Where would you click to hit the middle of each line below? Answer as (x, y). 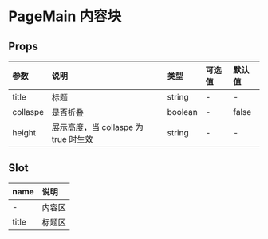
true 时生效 (72, 139)
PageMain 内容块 (65, 16)
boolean (182, 112)
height (24, 133)
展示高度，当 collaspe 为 (97, 127)
